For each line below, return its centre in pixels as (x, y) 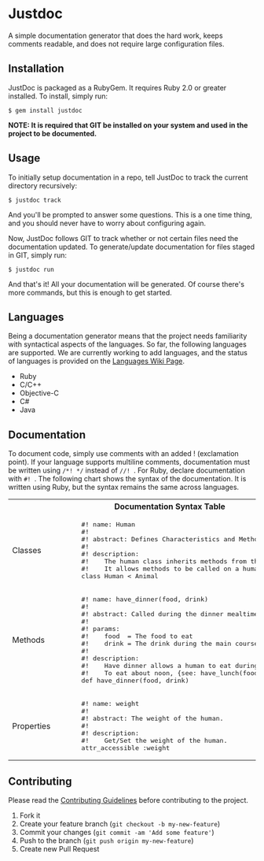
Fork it (30, 815)
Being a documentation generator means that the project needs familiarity (128, 336)
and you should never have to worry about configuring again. (107, 223)
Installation (36, 69)
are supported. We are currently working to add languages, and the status (128, 353)
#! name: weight (110, 704)
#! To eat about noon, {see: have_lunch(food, (172, 673)
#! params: (101, 629)
